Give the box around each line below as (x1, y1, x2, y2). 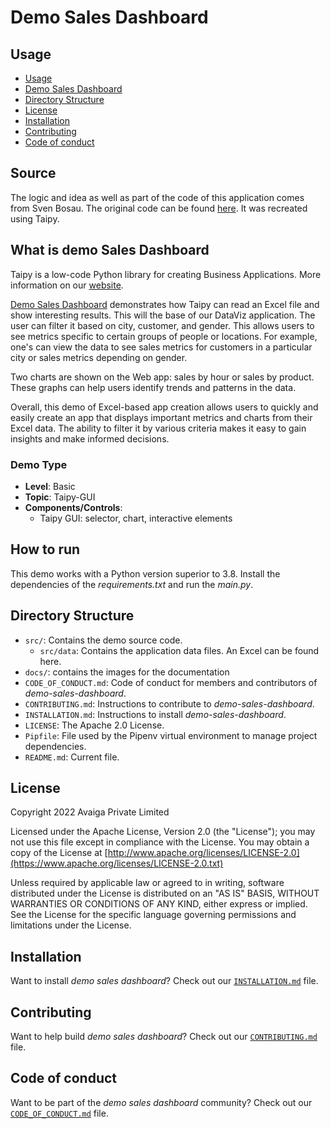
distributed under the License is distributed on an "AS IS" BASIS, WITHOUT (10, 887, 320, 900)
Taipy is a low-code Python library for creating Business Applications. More (10, 268, 322, 280)
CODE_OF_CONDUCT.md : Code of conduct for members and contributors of (24, 676, 318, 688)
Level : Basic (24, 480, 76, 492)
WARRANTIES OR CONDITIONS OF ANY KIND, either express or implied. (10, 898, 308, 910)
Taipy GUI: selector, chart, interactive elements (39, 512, 233, 524)
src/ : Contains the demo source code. (24, 634, 183, 646)
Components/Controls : (24, 501, 123, 513)
